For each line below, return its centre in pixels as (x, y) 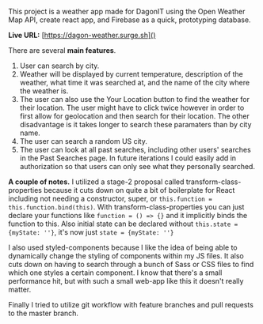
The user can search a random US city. (84, 141)
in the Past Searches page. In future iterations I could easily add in (128, 158)
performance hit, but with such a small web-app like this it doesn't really (126, 281)
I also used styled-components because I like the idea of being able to (123, 247)
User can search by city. (59, 66)
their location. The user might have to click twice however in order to (132, 107)
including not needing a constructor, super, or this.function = (110, 198)
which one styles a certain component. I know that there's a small (115, 273)
